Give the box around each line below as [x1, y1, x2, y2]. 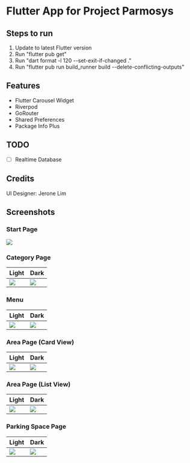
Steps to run [6, 28, 53, 39]
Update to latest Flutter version [14, 44, 92, 51]
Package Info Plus [14, 122, 60, 129]
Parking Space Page [6, 423, 67, 431]
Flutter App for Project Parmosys [6, 4, 174, 18]
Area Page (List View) [6, 381, 71, 388]
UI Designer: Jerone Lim [6, 190, 66, 197]
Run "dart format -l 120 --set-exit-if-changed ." [14, 57, 132, 64]
